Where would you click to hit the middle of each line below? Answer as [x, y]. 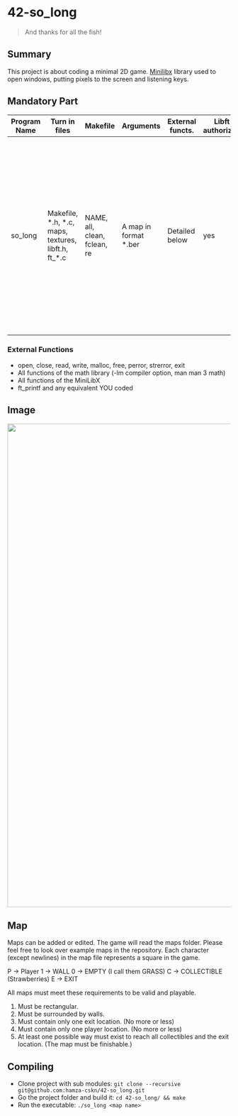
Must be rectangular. [48, 1007]
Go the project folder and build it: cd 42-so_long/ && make [102, 1098]
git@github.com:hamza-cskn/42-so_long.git [81, 1090]
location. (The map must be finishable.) [75, 1044]
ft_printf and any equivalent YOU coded [75, 388]
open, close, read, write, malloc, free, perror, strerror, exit [101, 365]
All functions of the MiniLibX [59, 380]
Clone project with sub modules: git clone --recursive [99, 1084]
